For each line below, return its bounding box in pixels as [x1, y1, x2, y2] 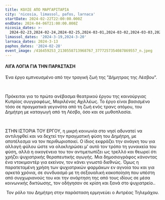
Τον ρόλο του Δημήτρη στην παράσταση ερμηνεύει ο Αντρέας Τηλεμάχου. [6, 189, 160, 195]
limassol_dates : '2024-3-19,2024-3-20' [5, 35, 87, 40]
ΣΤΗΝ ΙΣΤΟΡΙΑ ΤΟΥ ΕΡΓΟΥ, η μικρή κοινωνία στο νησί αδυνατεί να [5, 128, 142, 134]
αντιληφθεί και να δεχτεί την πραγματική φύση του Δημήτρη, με [5, 133, 137, 139]
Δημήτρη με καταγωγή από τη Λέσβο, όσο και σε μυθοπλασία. [5, 109, 132, 115]
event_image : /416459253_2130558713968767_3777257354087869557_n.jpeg [5, 48, 153, 53]
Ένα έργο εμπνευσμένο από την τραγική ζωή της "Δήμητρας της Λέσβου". [5, 74, 157, 80]
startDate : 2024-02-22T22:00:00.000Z [5, 16, 82, 21]
